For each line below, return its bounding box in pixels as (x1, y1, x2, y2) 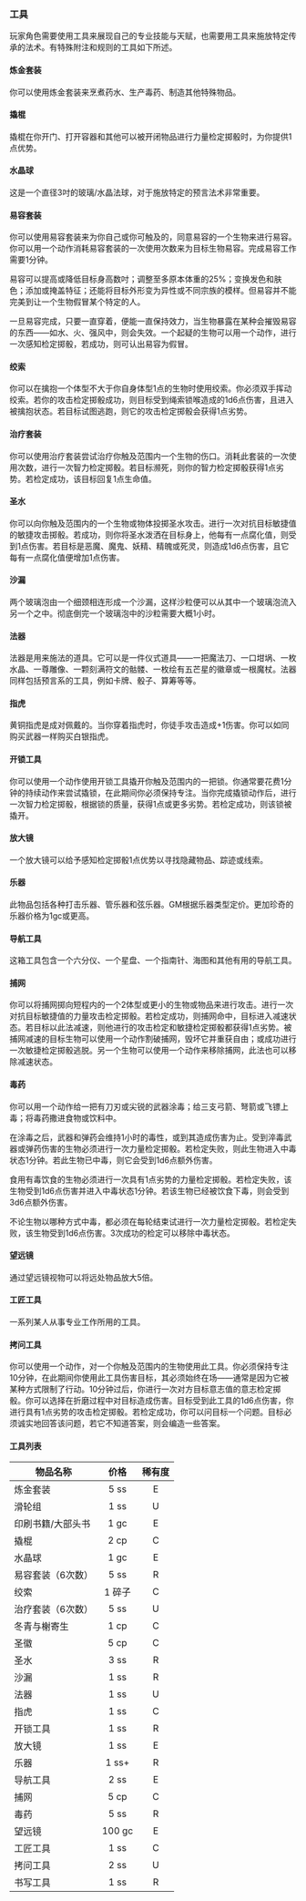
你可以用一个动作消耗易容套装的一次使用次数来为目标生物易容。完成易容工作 (9, 243, 297, 254)
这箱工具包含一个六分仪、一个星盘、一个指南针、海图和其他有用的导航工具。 (9, 955, 297, 966)
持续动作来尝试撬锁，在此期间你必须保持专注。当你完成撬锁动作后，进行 (25, 786, 297, 798)
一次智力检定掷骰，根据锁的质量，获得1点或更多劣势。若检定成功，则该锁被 (9, 798, 292, 809)
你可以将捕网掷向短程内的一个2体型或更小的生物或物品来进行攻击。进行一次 (9, 1000, 294, 1011)
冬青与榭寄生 (14, 1620, 70, 1633)
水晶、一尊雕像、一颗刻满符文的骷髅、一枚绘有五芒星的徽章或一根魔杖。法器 (9, 663, 297, 675)
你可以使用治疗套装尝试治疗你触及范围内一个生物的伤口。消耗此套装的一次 (9, 450, 289, 461)
